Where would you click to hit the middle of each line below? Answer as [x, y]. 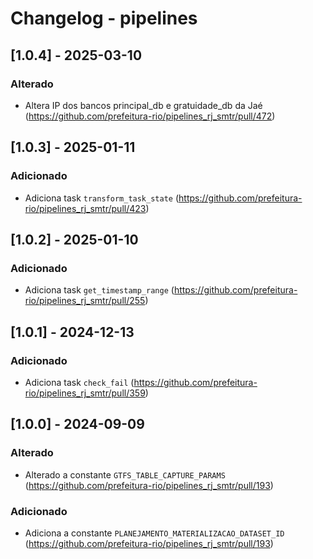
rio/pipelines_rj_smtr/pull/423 [85, 208]
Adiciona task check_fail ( [79, 382]
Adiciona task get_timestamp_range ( [99, 290]
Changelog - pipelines [104, 18]
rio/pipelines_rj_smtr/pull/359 [85, 393]
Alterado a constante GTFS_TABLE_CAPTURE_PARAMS [125, 474]
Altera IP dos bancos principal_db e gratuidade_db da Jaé [143, 105]
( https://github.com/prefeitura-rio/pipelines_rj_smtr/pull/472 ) [150, 116]
